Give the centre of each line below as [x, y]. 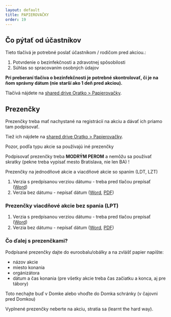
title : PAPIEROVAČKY [27, 15]
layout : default [22, 10]
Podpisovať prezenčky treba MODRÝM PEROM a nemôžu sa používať [79, 156]
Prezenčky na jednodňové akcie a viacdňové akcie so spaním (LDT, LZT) [82, 172]
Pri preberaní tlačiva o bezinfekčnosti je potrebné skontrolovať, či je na [82, 78]
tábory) [20, 283]
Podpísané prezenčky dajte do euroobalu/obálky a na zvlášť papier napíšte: [85, 252]
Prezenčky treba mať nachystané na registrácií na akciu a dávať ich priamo [84, 121]
